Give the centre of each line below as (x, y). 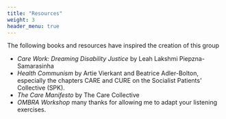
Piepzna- (192, 59)
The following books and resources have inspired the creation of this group (113, 46)
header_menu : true (33, 26)
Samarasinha (36, 66)
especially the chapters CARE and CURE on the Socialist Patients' (109, 81)
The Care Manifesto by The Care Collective (78, 95)
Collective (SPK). (41, 88)
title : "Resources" (35, 13)
